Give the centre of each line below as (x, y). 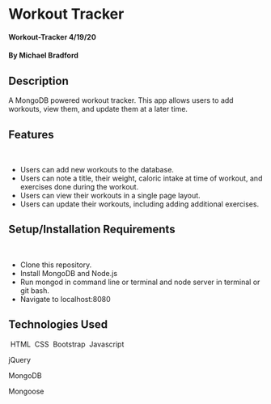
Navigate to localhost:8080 (65, 299)
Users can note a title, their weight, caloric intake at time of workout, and (141, 178)
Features (31, 134)
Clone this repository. (56, 265)
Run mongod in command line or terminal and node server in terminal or (140, 282)
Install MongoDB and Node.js (69, 273)
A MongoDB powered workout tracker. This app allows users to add (121, 100)
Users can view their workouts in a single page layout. (110, 196)
